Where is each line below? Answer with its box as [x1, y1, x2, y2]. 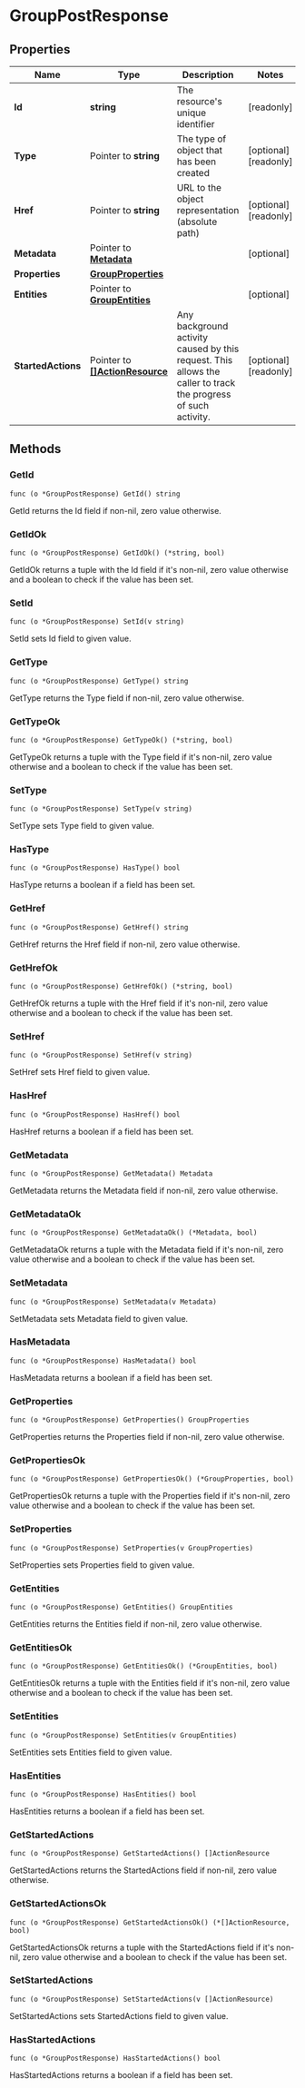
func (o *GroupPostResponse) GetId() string [9, 489, 181, 498]
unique [176, 106, 207, 119]
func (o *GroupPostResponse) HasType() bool [9, 863, 181, 872]
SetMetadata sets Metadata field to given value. [9, 1313, 189, 1324]
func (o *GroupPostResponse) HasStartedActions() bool [9, 2054, 221, 2063]
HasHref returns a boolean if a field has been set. [9, 1126, 194, 1137]
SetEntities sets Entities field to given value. [9, 1747, 172, 1758]
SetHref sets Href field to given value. [9, 1067, 151, 1078]
